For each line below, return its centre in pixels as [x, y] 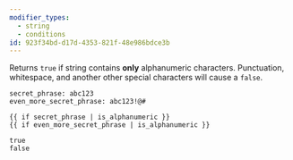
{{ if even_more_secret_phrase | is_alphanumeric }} [110, 125]
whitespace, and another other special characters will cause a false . [136, 78]
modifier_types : [39, 17]
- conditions [42, 34]
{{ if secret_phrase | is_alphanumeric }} [90, 117]
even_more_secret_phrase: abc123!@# [78, 102]
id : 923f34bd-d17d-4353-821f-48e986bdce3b [90, 42]
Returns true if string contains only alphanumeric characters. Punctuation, [147, 68]
